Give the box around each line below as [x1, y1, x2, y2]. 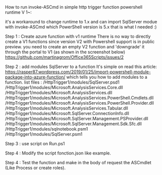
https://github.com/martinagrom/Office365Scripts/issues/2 [5, 54, 124, 60]
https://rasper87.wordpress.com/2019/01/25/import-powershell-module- [5, 69, 151, 75]
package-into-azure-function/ [5, 74, 66, 80]
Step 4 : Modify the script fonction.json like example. [5, 150, 111, 156]
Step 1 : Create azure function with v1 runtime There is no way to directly [5, 34, 151, 39]
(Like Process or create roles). [5, 165, 66, 171]
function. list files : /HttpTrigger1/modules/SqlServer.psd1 [5, 79, 120, 85]
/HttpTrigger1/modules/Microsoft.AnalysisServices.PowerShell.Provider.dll [5, 100, 154, 106]
